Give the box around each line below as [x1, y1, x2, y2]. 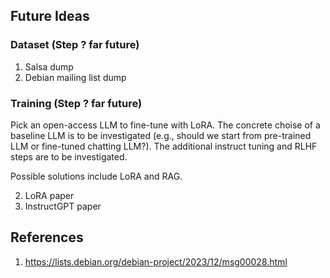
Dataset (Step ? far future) [10, 38, 140, 52]
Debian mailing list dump [24, 71, 127, 83]
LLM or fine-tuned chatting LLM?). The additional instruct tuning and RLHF [10, 140, 318, 152]
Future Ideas [10, 8, 90, 25]
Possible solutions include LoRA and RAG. [10, 170, 183, 182]
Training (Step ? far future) [10, 96, 143, 110]
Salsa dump [24, 60, 74, 73]
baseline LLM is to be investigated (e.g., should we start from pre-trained [10, 129, 312, 141]
